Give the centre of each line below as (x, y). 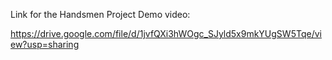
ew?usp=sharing (45, 44)
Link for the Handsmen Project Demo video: (100, 14)
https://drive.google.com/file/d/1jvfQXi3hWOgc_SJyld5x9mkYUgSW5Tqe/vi (166, 33)
